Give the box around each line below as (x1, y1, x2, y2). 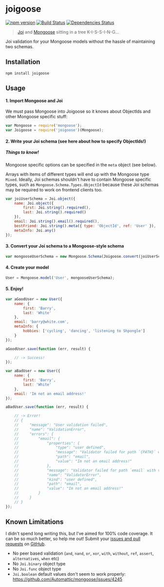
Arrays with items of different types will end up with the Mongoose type (5, 171, 149, 177)
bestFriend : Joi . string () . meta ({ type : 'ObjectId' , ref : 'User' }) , (14, 223, 156, 228)
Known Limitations (5, 518, 64, 526)
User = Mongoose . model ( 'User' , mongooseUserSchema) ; (5, 275, 115, 280)
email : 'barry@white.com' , (14, 319, 69, 324)
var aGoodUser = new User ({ (5, 296, 63, 301)
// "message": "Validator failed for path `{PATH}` (14, 450, 156, 455)
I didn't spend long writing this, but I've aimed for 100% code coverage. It (5, 531, 153, 537)
